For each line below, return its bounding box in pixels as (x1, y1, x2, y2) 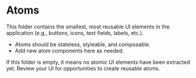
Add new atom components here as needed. (14, 47, 124, 54)
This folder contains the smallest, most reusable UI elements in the (6, 23, 170, 30)
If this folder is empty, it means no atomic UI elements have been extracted (6, 58, 191, 66)
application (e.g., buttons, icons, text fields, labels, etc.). (6, 29, 144, 36)
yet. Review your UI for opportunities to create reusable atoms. (6, 64, 160, 71)
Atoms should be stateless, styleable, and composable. (14, 41, 151, 48)
